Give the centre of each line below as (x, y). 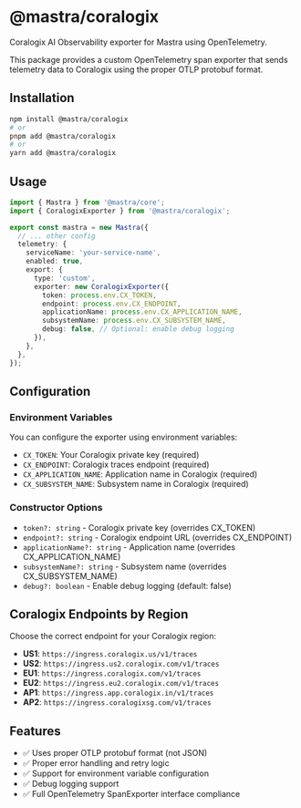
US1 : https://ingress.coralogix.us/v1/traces (110, 654)
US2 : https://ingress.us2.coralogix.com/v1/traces (121, 664)
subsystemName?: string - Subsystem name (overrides (125, 566)
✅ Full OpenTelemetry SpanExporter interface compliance (131, 794)
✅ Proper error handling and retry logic (96, 763)
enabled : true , (55, 262)
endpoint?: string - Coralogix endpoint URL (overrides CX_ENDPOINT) (157, 537)
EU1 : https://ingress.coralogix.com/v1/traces (112, 673)
